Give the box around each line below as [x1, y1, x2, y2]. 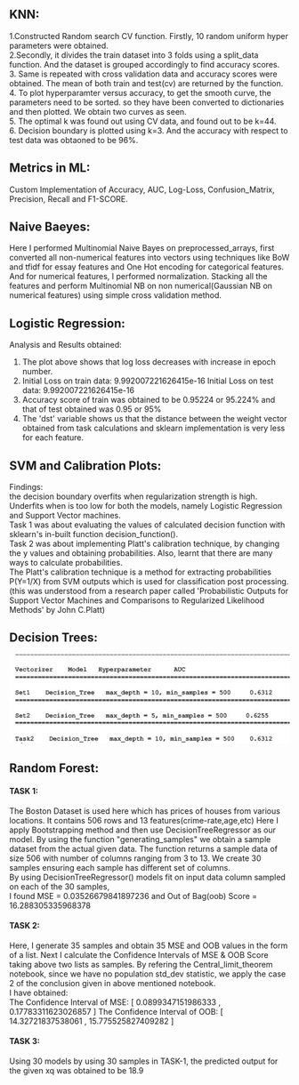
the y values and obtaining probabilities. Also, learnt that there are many [9, 548, 273, 559]
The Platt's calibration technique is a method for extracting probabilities [9, 567, 272, 577]
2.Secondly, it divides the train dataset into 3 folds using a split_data [9, 49, 259, 60]
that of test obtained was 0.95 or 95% [21, 404, 162, 414]
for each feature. [21, 432, 85, 443]
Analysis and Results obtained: [9, 340, 122, 350]
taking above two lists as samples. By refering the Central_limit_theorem [9, 959, 273, 969]
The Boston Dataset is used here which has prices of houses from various [9, 805, 280, 816]
